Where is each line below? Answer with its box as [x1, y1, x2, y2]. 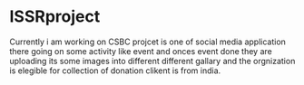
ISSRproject [9, 6, 101, 27]
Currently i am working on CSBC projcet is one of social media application [9, 36, 286, 47]
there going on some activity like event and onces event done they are [9, 45, 272, 56]
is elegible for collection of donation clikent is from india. [9, 65, 221, 76]
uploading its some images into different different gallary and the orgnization [9, 55, 296, 66]
